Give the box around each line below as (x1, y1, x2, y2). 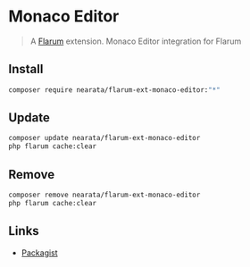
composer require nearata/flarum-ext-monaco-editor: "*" (8, 85, 221, 95)
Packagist (21, 247, 59, 258)
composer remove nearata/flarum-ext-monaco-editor (8, 190, 201, 199)
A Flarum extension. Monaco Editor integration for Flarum (29, 36, 242, 46)
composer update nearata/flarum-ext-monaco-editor (8, 134, 201, 143)
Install (8, 62, 44, 77)
